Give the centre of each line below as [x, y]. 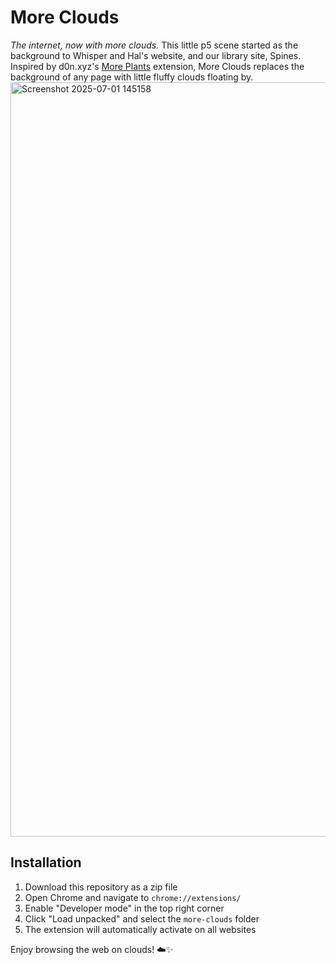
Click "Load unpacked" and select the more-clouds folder [142, 918]
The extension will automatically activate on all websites [140, 929]
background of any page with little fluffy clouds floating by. [132, 77]
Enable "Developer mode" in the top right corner [124, 908]
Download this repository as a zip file [101, 887]
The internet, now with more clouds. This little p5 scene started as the [154, 45]
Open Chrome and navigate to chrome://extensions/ [133, 897]
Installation [46, 862]
